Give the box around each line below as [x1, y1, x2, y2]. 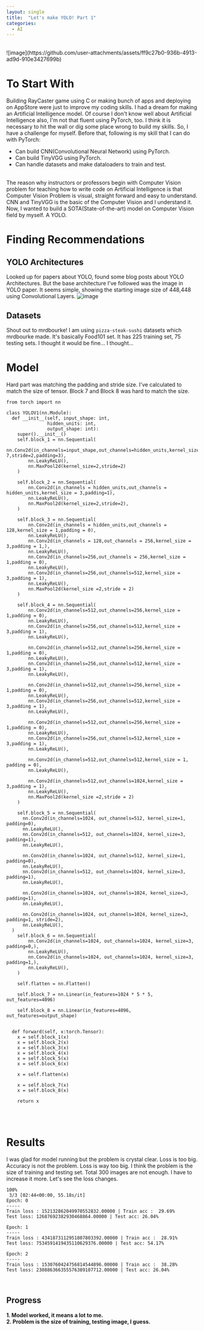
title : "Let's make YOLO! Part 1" [6, 15, 97, 21]
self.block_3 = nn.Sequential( [17, 516, 97, 523]
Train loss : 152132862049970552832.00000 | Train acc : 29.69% [6, 1208, 175, 1214]
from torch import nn [6, 399, 61, 405]
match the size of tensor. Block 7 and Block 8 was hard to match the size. [6, 387, 190, 394]
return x [17, 1098, 39, 1104]
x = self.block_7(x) [17, 1082, 69, 1088]
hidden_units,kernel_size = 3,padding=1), [6, 490, 115, 496]
